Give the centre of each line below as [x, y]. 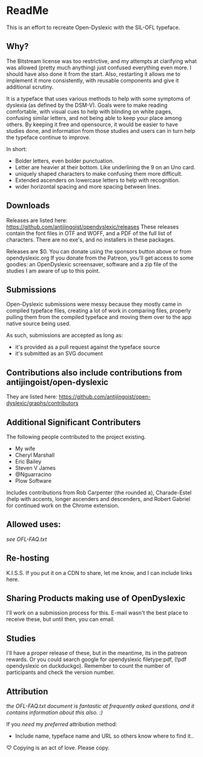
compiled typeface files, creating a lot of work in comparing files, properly [99, 311]
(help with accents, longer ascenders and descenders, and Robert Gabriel [98, 499]
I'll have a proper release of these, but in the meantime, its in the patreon [97, 653]
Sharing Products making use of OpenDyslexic [96, 598]
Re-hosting [28, 558]
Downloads [28, 206]
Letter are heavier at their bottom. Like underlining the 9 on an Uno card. [105, 167]
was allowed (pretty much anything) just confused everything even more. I [99, 67]
